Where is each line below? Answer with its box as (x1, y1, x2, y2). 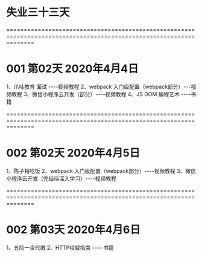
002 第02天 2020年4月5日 (6, 146, 140, 160)
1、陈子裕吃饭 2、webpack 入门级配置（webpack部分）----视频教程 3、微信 (6, 167, 196, 174)
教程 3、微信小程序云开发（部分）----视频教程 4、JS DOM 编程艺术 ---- (11, 90, 191, 97)
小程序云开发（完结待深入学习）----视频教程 (6, 175, 116, 182)
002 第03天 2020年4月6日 (6, 223, 140, 236)
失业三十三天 (6, 5, 71, 19)
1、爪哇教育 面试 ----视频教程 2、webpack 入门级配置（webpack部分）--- (6, 83, 191, 90)
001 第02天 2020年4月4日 (6, 62, 139, 76)
